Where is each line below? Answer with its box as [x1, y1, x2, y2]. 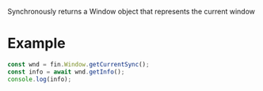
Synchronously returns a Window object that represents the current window [7, 7, 255, 16]
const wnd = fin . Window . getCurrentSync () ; [7, 60, 150, 68]
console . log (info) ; [7, 75, 72, 83]
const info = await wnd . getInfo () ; [7, 67, 125, 76]
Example [7, 35, 66, 52]
